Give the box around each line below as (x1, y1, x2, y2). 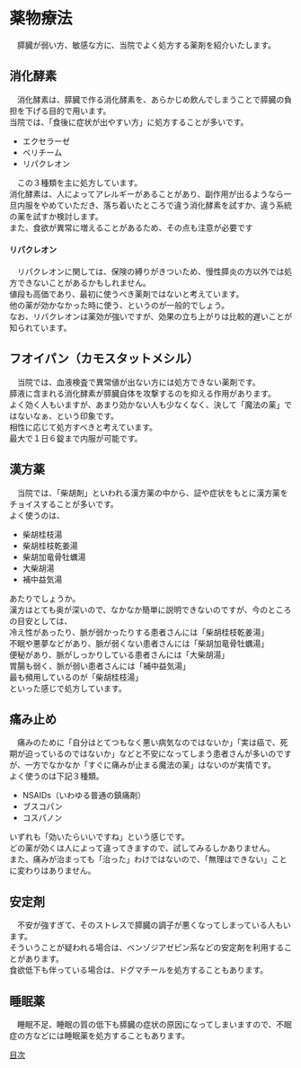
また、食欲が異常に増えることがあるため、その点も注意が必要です (9, 222, 253, 233)
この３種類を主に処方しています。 (16, 177, 143, 188)
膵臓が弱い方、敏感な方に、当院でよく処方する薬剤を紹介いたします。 (16, 40, 277, 50)
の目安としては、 (9, 615, 73, 626)
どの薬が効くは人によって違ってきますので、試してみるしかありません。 (9, 842, 276, 854)
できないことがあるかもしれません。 (16, 277, 151, 288)
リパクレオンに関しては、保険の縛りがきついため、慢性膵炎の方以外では (16, 266, 285, 277)
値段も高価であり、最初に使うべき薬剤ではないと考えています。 (9, 289, 244, 299)
